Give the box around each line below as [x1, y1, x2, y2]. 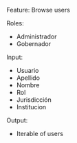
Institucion [16, 103, 47, 111]
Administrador [16, 32, 57, 41]
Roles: [6, 19, 25, 27]
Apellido [16, 74, 41, 82]
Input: [6, 53, 23, 61]
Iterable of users [16, 130, 63, 137]
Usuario [16, 67, 39, 74]
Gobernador [16, 40, 52, 47]
